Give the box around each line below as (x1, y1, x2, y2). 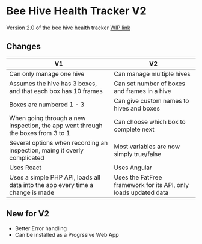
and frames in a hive (114, 87, 171, 95)
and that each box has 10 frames (9, 87, 103, 95)
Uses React (9, 163, 42, 172)
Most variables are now (114, 142, 180, 151)
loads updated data (114, 188, 169, 197)
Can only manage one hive (9, 69, 85, 78)
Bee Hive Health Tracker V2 (6, 4, 147, 18)
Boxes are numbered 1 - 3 (9, 100, 85, 109)
